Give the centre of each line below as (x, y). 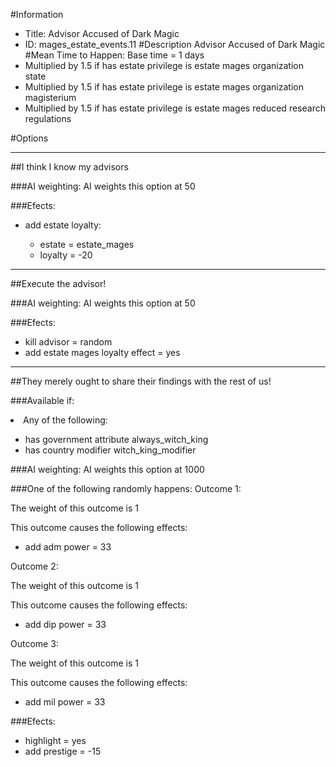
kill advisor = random (68, 342)
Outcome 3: (34, 643)
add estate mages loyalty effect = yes (102, 352)
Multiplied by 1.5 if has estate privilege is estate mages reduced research (175, 108)
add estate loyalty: (63, 225)
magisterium (50, 97)
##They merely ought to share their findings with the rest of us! (141, 381)
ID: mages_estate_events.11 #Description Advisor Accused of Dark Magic (175, 44)
